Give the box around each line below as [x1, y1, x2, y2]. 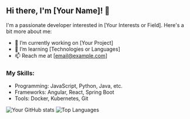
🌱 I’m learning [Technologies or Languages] [14, 45, 120, 52]
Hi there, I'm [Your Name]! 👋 [6, 6, 110, 16]
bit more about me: [6, 28, 52, 35]
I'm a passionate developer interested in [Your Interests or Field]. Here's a [6, 21, 185, 28]
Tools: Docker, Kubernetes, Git [14, 95, 89, 102]
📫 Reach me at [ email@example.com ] [14, 52, 107, 59]
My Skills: [6, 69, 35, 77]
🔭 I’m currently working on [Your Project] [14, 39, 113, 46]
